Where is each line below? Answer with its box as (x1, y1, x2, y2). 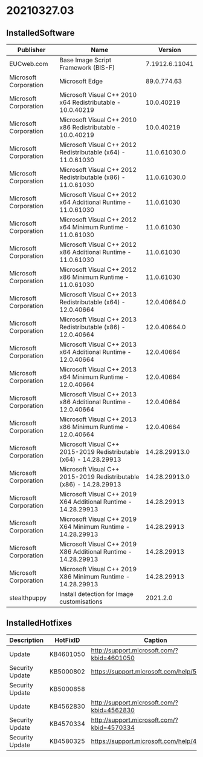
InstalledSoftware (6, 28, 75, 38)
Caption (144, 636, 167, 644)
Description (9, 636, 44, 644)
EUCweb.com (9, 60, 48, 68)
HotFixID (54, 636, 80, 644)
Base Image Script (59, 56, 112, 64)
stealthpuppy (9, 594, 47, 602)
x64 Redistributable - (59, 98, 121, 107)
